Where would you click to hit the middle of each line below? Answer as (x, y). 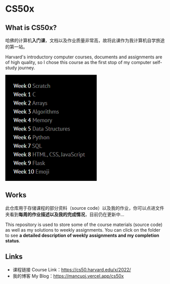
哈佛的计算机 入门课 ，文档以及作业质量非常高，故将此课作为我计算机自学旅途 (85, 40)
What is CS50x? (31, 28)
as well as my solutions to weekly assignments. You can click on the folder (83, 230)
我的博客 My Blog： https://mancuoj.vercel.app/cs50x (68, 276)
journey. (27, 68)
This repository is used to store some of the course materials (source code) (84, 225)
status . (13, 241)
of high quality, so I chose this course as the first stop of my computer (78, 62)
